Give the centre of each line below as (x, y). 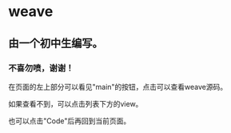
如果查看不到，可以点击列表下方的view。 (76, 103)
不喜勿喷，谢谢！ (41, 68)
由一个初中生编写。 (56, 43)
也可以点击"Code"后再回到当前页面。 (70, 121)
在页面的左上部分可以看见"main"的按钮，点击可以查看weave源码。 (118, 87)
